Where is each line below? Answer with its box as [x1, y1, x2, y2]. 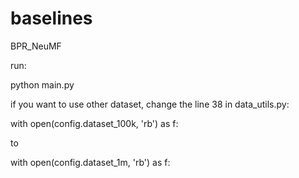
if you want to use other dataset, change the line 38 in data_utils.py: [10, 98, 290, 110]
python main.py [10, 78, 75, 91]
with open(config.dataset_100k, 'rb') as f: [10, 117, 179, 129]
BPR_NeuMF [10, 40, 62, 52]
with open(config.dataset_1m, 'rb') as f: [10, 156, 171, 168]
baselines [10, 7, 93, 30]
